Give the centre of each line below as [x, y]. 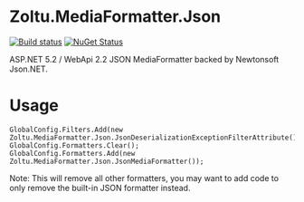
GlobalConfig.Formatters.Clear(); [75, 145]
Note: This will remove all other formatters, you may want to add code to [144, 178]
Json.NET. [28, 69]
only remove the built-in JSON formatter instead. [100, 188]
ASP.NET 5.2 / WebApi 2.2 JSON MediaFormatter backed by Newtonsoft [144, 59]
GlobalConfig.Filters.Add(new [66, 130]
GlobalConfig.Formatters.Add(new [72, 153]
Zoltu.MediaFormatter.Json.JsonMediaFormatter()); [107, 161]
